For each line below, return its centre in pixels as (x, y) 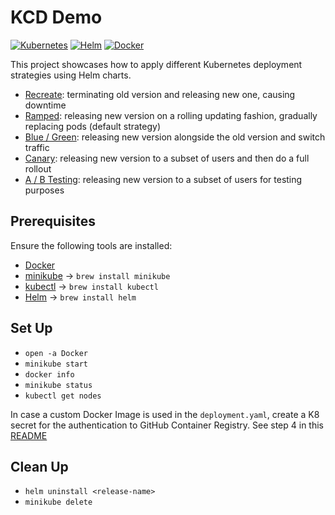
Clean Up (39, 466)
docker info (49, 374)
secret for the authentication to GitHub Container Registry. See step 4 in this (167, 425)
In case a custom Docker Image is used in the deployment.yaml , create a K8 (165, 414)
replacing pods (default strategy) (93, 126)
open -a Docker (56, 353)
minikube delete (58, 502)
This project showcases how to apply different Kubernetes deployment (156, 64)
